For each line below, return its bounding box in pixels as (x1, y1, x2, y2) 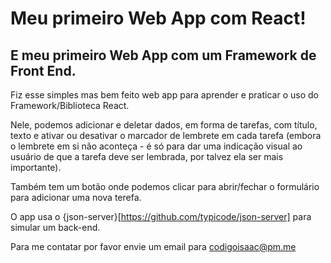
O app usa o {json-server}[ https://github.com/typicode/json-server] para (10, 211, 312, 222)
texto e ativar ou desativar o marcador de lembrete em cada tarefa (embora (10, 130, 322, 141)
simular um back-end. (10, 222, 101, 233)
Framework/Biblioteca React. (10, 100, 130, 111)
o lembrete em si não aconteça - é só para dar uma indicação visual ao (10, 140, 303, 152)
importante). (10, 162, 62, 173)
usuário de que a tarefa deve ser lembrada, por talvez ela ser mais (10, 151, 284, 162)
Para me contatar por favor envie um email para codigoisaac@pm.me (10, 241, 297, 252)
